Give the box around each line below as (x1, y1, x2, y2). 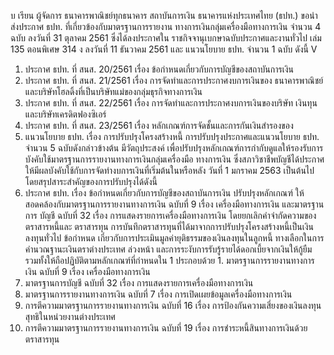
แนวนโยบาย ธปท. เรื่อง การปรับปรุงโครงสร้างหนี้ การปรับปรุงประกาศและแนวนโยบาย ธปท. (24, 131, 320, 142)
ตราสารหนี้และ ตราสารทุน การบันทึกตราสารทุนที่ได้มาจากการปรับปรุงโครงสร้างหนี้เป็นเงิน (24, 221, 314, 232)
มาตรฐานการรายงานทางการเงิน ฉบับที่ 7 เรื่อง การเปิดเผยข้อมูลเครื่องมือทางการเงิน (24, 288, 293, 300)
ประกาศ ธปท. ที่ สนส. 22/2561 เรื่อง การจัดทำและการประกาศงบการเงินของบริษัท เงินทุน (24, 97, 318, 109)
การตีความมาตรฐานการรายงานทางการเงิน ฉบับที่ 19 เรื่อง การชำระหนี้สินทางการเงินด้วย (24, 322, 308, 334)
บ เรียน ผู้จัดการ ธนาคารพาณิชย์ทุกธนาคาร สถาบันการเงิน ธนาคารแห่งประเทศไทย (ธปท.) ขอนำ (10, 10, 318, 21)
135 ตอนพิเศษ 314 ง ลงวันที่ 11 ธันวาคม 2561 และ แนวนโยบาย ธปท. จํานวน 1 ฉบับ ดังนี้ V (10, 43, 318, 55)
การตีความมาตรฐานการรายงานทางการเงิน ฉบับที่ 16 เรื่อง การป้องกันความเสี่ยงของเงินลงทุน (24, 300, 322, 311)
